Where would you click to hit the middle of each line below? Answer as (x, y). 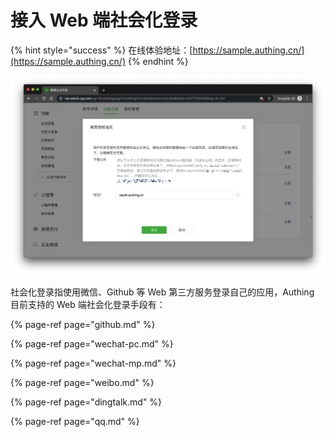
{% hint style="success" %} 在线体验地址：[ (101, 50)
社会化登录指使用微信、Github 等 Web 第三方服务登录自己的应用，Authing (162, 292)
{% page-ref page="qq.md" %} (75, 422)
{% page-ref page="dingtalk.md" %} (86, 402)
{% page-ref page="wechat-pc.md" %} (92, 344)
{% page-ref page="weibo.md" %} (82, 383)
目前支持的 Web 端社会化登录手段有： (88, 305)
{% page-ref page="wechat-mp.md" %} (93, 363)
